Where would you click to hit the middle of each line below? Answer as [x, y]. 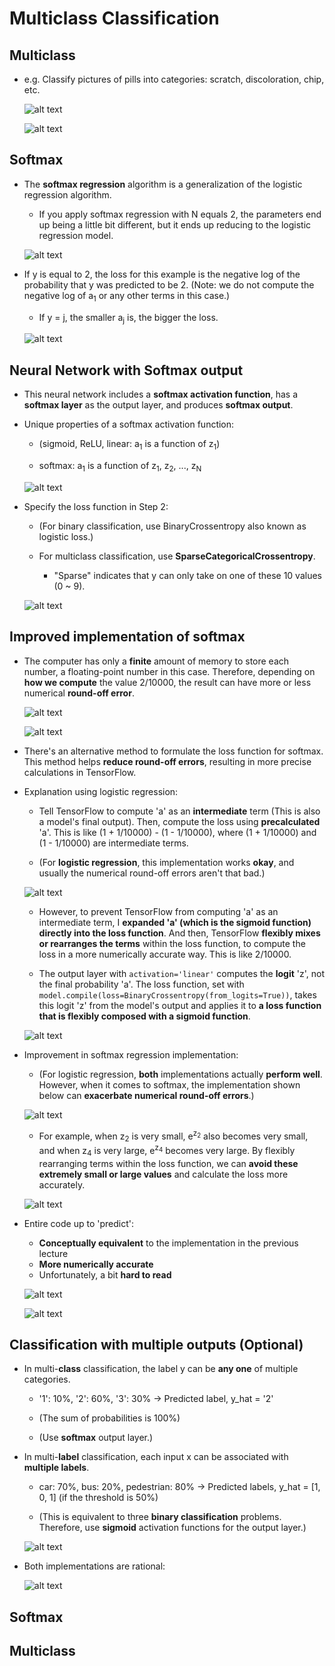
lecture [53, 1253]
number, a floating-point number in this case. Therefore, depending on [169, 671]
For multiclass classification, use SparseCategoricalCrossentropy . [177, 556]
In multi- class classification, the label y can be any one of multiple [161, 1369]
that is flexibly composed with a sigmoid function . [144, 1016]
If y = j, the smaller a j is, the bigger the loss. [128, 318]
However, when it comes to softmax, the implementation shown [169, 1084]
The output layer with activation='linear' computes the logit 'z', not [181, 973]
